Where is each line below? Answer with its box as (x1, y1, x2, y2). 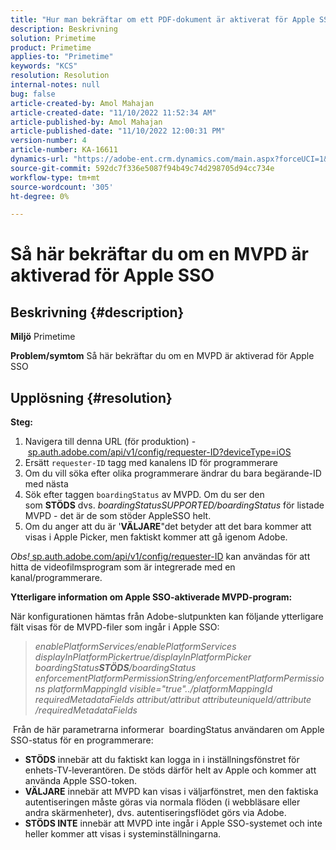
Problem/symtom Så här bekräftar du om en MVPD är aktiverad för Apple (10, 350, 315, 362)
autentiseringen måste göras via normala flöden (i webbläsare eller (24, 796, 301, 808)
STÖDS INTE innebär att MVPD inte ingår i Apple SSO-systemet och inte (24, 817, 323, 830)
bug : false (10, 89, 56, 99)
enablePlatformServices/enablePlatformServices (34, 641, 237, 653)
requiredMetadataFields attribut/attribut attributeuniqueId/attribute (34, 694, 312, 706)
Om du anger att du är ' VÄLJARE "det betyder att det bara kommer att (24, 521, 312, 533)
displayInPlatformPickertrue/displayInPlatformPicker (34, 651, 252, 663)
